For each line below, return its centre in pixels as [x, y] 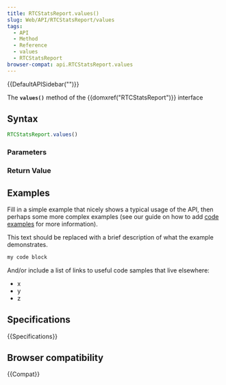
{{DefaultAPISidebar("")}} [43, 84]
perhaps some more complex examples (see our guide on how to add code [113, 216]
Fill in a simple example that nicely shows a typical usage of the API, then [110, 209]
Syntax [23, 119]
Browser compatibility [55, 358]
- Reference [30, 45]
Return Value [29, 171]
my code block [27, 257]
